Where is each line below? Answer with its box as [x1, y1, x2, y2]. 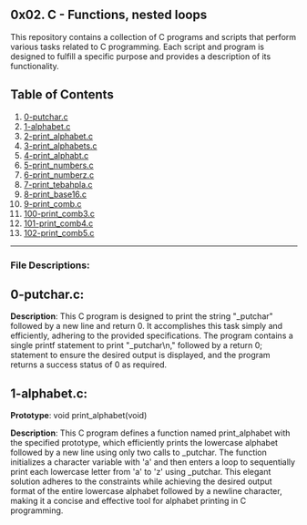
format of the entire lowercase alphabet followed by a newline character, [10, 486, 282, 497]
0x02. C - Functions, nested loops [10, 7, 208, 23]
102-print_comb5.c [23, 227, 95, 238]
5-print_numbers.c [23, 160, 94, 170]
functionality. [10, 60, 60, 71]
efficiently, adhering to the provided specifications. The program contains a [10, 330, 294, 341]
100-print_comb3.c [23, 208, 95, 219]
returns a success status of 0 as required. [10, 359, 168, 370]
